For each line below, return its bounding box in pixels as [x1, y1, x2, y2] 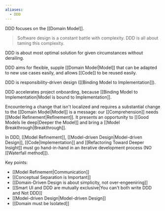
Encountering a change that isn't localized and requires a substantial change [5, 104, 161, 109]
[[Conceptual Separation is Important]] [12, 174, 91, 180]
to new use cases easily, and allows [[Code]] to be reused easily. [5, 70, 137, 75]
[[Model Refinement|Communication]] [12, 169, 90, 175]
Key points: [5, 159, 28, 165]
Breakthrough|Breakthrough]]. [5, 124, 66, 131]
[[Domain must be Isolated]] [12, 200, 69, 206]
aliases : [5, 7, 23, 12]
